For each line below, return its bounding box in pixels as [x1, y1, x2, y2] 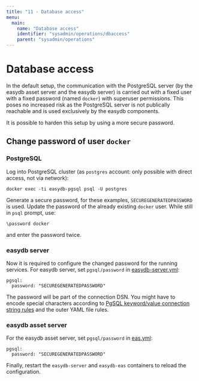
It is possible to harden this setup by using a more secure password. [6, 119, 175, 126]
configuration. [6, 368, 41, 376]
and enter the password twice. [6, 231, 82, 238]
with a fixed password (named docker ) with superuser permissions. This [6, 95, 184, 102]
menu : [6, 14, 20, 20]
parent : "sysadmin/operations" [17, 36, 95, 42]
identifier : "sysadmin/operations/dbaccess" [17, 31, 130, 37]
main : [11, 20, 26, 26]
